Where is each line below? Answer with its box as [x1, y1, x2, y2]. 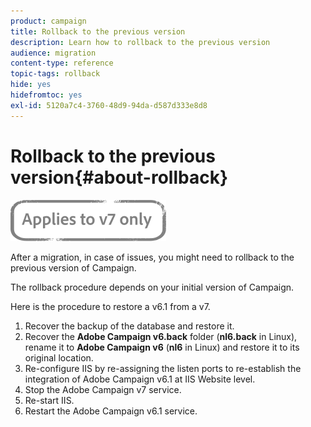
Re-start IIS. [24, 394, 75, 406]
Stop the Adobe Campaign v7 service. [24, 383, 182, 395]
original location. [24, 351, 94, 364]
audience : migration [10, 48, 97, 58]
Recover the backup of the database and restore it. [24, 320, 235, 332]
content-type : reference [10, 58, 114, 69]
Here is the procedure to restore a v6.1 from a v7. [10, 300, 211, 312]
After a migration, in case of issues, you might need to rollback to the [10, 251, 295, 263]
